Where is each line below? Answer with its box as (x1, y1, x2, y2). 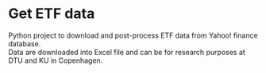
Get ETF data (8, 5, 95, 23)
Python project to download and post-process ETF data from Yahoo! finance (8, 31, 258, 40)
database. (8, 38, 41, 48)
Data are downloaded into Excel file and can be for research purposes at (8, 47, 246, 57)
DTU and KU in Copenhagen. (8, 56, 103, 65)
